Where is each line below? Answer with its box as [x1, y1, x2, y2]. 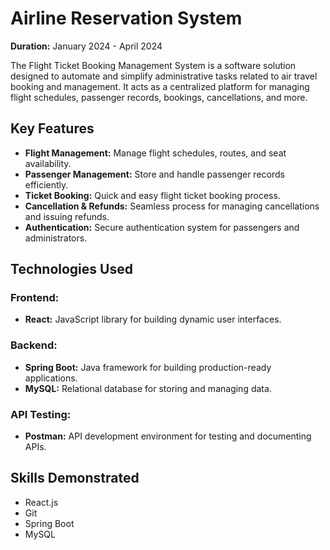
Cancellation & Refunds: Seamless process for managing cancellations [24, 200, 320, 212]
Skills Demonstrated [10, 470, 140, 487]
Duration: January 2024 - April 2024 [10, 40, 163, 52]
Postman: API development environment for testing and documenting [24, 430, 312, 442]
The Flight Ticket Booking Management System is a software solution [10, 59, 297, 71]
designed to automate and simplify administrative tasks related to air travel [10, 70, 318, 82]
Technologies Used [10, 261, 133, 278]
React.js [24, 496, 59, 508]
